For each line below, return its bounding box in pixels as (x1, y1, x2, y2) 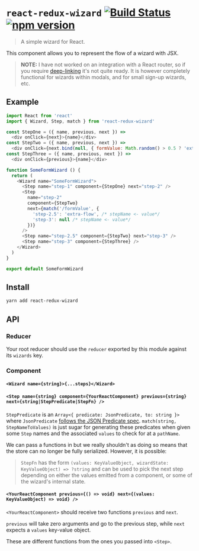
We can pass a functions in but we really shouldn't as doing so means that (6, 441, 188, 448)
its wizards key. (6, 352, 43, 359)
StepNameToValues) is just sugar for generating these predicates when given (6, 423, 191, 430)
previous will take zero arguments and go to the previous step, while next (6, 520, 185, 527)
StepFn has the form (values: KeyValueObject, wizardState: (20, 459, 169, 466)
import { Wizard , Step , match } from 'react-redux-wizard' (6, 118, 155, 124)
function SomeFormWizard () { (6, 167, 81, 173)
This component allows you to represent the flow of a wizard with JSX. (6, 49, 179, 56)
